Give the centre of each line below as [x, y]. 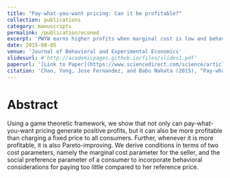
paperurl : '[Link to [37, 64]
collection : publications [44, 20]
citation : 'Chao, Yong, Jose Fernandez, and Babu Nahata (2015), [102, 71]
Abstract [33, 104]
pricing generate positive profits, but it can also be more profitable [129, 131]
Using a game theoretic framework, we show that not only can [95, 123]
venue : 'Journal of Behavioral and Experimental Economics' [95, 52]
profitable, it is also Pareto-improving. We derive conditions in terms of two [113, 145]
